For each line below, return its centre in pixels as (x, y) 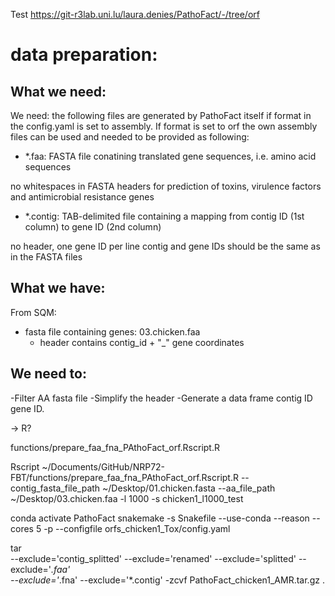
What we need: (58, 91)
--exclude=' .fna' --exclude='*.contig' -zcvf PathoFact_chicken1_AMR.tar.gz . (167, 580)
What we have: (58, 288)
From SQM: (33, 312)
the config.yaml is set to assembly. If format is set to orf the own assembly (164, 126)
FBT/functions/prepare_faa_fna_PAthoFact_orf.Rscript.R (124, 477)
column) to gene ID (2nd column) (93, 227)
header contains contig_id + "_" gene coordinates (142, 342)
